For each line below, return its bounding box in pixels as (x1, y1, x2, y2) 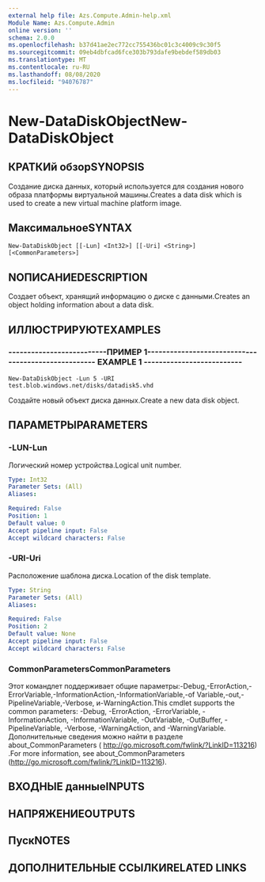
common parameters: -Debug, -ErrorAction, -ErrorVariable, (8, 707, 201, 716)
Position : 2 (8, 623, 47, 631)
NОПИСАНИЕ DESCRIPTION (8, 270, 148, 284)
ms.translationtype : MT (8, 56, 87, 64)
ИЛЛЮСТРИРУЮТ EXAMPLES (8, 323, 161, 337)
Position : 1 (8, 512, 47, 520)
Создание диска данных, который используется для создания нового (8, 181, 244, 191)
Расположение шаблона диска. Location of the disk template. (8, 571, 211, 580)
